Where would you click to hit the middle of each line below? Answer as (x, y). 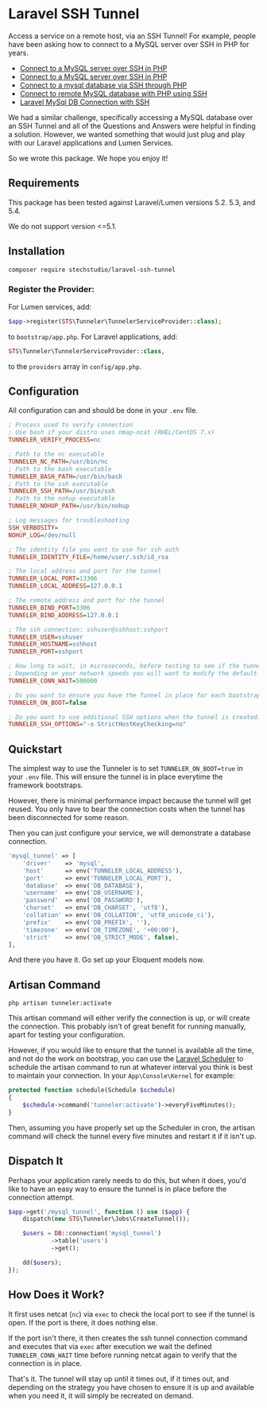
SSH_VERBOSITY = (33, 527)
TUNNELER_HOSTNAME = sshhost (53, 644)
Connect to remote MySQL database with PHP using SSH (114, 93)
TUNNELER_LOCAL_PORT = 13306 (53, 579)
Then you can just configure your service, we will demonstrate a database (130, 833)
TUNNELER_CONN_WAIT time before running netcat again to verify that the (123, 1355)
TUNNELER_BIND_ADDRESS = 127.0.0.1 (64, 615)
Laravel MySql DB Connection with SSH (85, 102)
